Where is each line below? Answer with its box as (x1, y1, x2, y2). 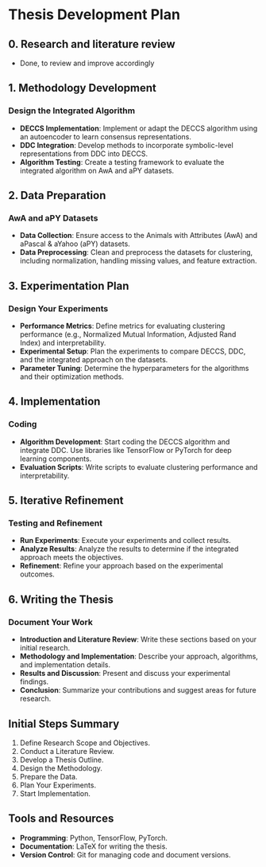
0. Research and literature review (8, 37, 176, 51)
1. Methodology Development (8, 81, 156, 95)
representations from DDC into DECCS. (19, 149, 148, 158)
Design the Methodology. (19, 763, 103, 773)
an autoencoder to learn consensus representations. (19, 131, 192, 141)
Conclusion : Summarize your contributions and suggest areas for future (19, 685, 256, 695)
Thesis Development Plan (8, 6, 181, 24)
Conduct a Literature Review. (19, 746, 115, 756)
